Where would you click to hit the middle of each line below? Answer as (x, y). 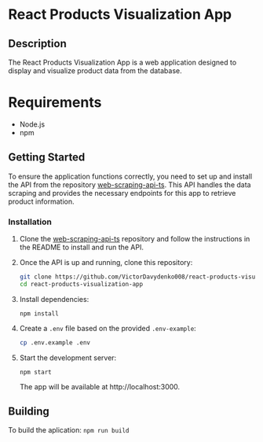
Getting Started (47, 158)
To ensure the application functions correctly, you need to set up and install (130, 176)
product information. (41, 201)
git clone (36, 277)
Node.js (32, 124)
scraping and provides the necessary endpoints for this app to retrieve (122, 193)
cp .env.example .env (55, 343)
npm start (36, 372)
